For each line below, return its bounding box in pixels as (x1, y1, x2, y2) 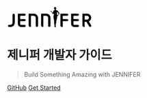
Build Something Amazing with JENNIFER (23, 71, 141, 79)
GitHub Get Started (7, 84, 61, 92)
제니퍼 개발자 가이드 (7, 48, 113, 63)
